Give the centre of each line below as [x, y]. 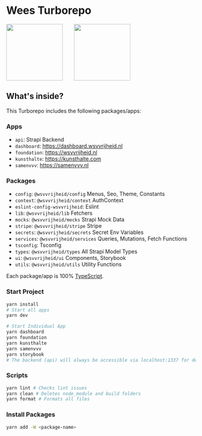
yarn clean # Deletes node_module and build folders [74, 393]
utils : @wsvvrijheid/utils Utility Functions [68, 264]
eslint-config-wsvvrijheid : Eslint [57, 207]
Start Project [25, 292]
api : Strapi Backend [39, 140]
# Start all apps [28, 310]
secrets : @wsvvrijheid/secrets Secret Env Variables [79, 232]
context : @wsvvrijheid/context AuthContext [69, 200]
